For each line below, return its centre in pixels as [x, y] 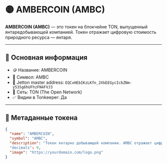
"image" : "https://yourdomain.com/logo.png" [56, 152]
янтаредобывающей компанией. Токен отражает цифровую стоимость [81, 32]
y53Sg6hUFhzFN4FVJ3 [33, 87]
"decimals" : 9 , [25, 148]
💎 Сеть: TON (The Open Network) [47, 92]
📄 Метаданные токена [42, 118]
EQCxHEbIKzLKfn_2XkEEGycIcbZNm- [99, 82]
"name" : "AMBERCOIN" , [32, 134]
